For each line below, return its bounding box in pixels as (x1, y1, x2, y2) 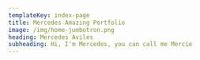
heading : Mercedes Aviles (8, 33, 93, 41)
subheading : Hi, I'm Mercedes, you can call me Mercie (8, 41, 193, 48)
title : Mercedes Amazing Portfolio (8, 19, 126, 26)
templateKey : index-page (8, 11, 90, 19)
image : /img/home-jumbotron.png (8, 26, 115, 34)
